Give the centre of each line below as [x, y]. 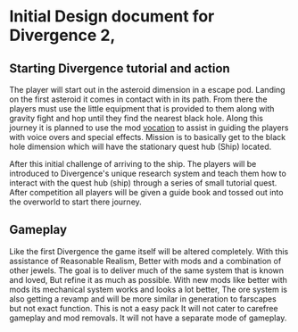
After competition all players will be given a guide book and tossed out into [146, 192]
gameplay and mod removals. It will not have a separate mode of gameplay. [148, 318]
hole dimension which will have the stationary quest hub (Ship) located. [141, 146]
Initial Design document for [112, 17]
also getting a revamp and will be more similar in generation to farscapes [143, 299]
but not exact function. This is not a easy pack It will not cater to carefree [144, 308]
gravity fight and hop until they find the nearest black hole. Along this [136, 118]
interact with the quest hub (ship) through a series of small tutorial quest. [143, 183]
